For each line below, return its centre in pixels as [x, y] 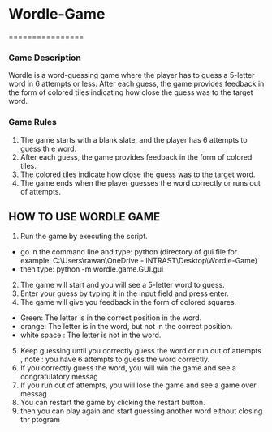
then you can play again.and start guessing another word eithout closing [141, 411]
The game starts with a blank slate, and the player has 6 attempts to [134, 139]
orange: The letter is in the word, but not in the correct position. [126, 327]
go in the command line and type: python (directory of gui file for [129, 252]
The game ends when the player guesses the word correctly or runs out [140, 182]
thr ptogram [40, 420]
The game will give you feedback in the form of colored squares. [128, 302]
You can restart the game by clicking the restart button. [112, 403]
